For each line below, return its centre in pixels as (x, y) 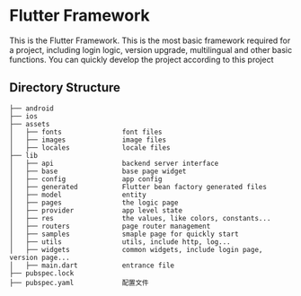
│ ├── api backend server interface (114, 163)
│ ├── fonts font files (86, 132)
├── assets (30, 124)
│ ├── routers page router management (110, 226)
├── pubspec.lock (42, 273)
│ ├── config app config (86, 179)
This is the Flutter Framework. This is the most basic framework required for (150, 40)
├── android (31, 109)
